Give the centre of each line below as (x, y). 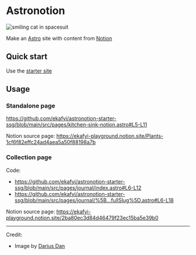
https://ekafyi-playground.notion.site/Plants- (110, 136)
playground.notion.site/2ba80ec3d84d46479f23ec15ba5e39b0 (82, 218)
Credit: (14, 235)
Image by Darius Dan (40, 246)
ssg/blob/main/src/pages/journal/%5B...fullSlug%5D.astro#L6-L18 (94, 200)
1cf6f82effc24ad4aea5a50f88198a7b (51, 142)
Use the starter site (29, 71)
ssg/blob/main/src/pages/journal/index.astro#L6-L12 (78, 188)
